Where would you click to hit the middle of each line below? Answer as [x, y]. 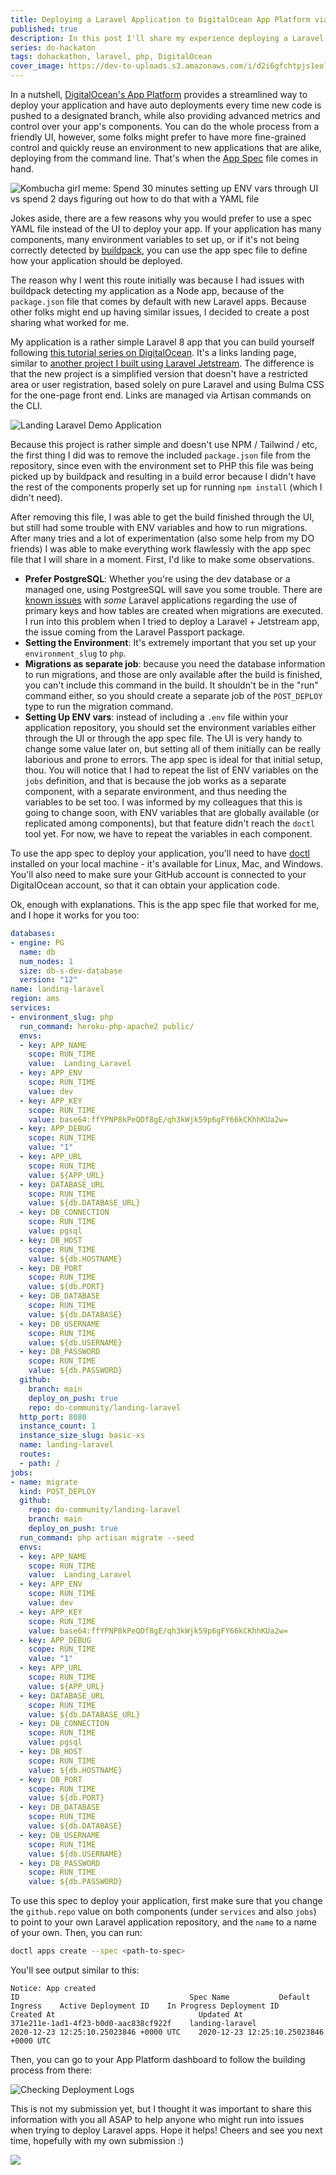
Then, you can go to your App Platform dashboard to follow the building [158, 2059]
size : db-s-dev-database [71, 971]
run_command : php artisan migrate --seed [107, 1537]
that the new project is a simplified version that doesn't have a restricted [159, 374]
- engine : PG [37, 942]
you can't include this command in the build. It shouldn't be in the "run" [171, 685]
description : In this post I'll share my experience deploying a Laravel [167, 38]
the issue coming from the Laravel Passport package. [135, 632]
